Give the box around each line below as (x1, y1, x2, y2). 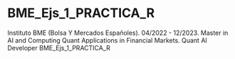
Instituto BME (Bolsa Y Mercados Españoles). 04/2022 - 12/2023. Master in (7, 28, 229, 37)
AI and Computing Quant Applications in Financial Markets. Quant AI (7, 36, 208, 44)
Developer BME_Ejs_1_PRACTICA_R (7, 43, 110, 52)
